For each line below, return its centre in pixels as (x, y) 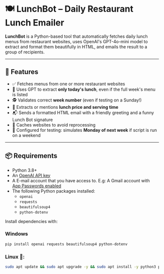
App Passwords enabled (37, 186)
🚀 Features (22, 72)
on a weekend (26, 135)
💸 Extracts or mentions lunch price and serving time (65, 107)
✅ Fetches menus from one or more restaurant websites (69, 84)
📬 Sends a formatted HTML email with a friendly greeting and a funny (83, 112)
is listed (20, 94)
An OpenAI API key (31, 175)
